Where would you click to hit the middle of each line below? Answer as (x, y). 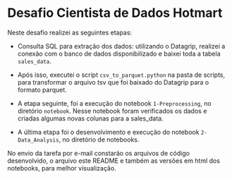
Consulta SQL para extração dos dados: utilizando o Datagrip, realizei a (121, 46)
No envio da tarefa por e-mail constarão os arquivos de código (99, 153)
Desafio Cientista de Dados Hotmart (115, 13)
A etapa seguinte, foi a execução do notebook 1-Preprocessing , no (114, 103)
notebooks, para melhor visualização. (62, 168)
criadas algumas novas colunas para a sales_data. (90, 118)
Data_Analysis (38, 140)
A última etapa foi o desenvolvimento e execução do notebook (108, 132)
